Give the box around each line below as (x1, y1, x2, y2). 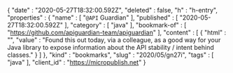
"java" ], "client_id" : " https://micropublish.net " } (7, 58, 146, 66)
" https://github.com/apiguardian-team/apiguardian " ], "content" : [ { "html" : (7, 28, 227, 36)
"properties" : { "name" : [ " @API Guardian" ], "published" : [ (7, 13, 178, 22)
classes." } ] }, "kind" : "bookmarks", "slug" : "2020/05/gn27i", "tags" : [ (7, 51, 214, 59)
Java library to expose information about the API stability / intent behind (7, 44, 215, 51)
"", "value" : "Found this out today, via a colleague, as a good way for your (7, 36, 221, 44)
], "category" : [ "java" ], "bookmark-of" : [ (64, 21, 187, 29)
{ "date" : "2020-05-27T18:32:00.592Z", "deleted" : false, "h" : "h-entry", (7, 6, 218, 14)
